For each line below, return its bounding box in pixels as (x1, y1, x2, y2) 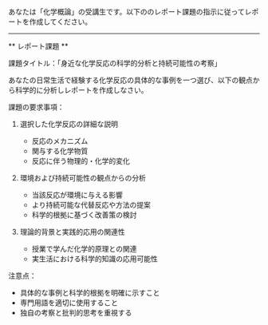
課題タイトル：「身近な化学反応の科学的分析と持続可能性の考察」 (8, 58, 222, 68)
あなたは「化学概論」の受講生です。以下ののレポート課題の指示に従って (8, 7, 245, 16)
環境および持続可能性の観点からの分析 (19, 173, 146, 182)
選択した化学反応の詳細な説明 (19, 119, 118, 129)
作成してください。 (29, 17, 93, 26)
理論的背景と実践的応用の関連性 (19, 227, 125, 236)
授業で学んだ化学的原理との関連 (31, 244, 137, 253)
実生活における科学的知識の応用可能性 (31, 254, 158, 264)
